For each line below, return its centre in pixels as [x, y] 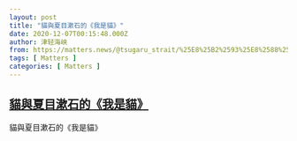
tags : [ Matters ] [43, 58]
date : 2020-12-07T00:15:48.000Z [69, 33]
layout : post [33, 17]
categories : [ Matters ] [55, 67]
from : [19, 50]
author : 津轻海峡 [38, 42]
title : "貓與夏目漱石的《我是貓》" [67, 26]
